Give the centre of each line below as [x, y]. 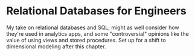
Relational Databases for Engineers [96, 11]
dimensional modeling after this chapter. [56, 46]
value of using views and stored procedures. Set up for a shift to [86, 40]
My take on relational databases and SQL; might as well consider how [93, 27]
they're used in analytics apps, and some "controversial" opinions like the [97, 33]
